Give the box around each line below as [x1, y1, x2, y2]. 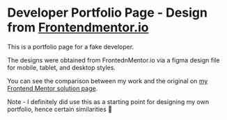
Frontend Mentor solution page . [7, 84, 98, 92]
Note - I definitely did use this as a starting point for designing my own [7, 97, 210, 105]
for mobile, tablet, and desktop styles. [7, 63, 116, 71]
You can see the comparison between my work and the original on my [7, 76, 208, 85]
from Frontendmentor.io [7, 19, 149, 35]
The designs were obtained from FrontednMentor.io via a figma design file [7, 55, 220, 64]
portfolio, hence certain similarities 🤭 [7, 105, 113, 113]
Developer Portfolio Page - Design [7, 5, 208, 21]
